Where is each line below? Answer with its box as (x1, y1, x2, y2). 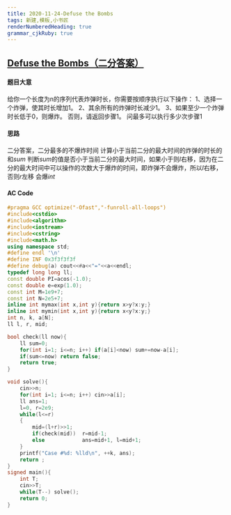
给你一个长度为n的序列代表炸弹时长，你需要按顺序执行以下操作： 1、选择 (7, 95, 216, 103)
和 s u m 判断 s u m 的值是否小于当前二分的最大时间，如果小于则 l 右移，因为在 (7, 155, 218, 164)
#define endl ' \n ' (7, 249, 61, 256)
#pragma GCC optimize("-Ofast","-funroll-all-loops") (7, 204, 167, 211)
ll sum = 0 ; (19, 339, 49, 347)
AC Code (7, 189, 33, 197)
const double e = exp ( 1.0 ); (7, 282, 82, 289)
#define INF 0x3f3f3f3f (7, 256, 77, 263)
